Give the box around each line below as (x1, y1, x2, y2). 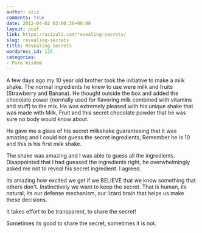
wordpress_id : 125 (6, 49, 53, 55)
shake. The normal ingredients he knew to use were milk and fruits (6, 83, 173, 90)
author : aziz (6, 9, 40, 15)
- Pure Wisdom (6, 60, 43, 66)
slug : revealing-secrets (6, 37, 69, 43)
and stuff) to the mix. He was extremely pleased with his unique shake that (6, 102, 193, 110)
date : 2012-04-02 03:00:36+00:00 (6, 20, 91, 26)
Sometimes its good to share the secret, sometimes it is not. (6, 220, 157, 227)
